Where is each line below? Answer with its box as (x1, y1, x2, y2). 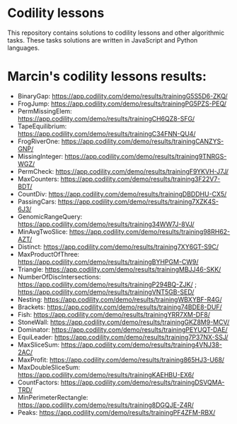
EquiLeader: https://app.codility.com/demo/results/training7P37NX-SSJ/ (17, 333, 229, 341)
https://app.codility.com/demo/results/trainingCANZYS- (61, 137, 224, 145)
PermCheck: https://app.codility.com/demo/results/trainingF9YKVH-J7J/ (17, 167, 229, 175)
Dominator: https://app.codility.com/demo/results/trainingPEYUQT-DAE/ (17, 325, 228, 334)
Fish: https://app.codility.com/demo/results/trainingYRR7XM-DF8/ (17, 310, 211, 318)
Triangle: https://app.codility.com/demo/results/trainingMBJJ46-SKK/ (17, 264, 221, 274)
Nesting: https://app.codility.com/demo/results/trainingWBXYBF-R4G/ (17, 295, 223, 303)
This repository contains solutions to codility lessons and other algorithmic (7, 28, 225, 37)
